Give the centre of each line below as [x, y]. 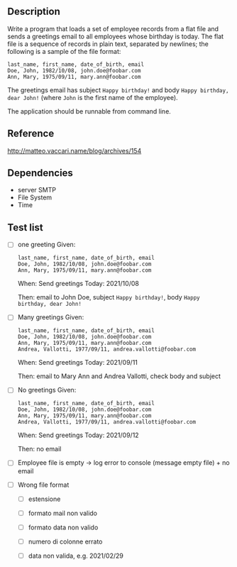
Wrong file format [43, 485]
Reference [31, 134]
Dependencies [40, 173]
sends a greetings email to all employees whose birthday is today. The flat [116, 36]
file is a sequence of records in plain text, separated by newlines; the [108, 44]
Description [34, 12]
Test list [26, 227]
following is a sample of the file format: [64, 51]
